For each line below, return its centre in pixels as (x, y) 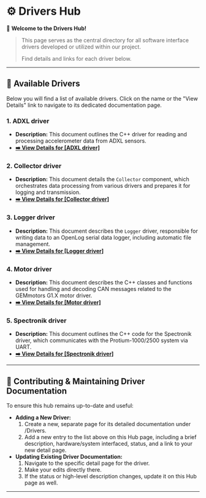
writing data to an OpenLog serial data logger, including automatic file (103, 237)
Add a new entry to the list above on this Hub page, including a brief (110, 437)
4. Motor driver (29, 269)
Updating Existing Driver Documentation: (69, 457)
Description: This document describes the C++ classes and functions (104, 282)
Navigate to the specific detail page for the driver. (87, 463)
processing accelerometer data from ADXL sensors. (81, 141)
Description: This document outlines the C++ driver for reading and (101, 134)
